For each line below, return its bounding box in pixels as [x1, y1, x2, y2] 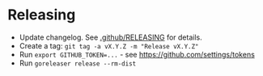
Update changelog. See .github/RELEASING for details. [19, 32, 203, 42]
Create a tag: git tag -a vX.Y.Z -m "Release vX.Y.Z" [19, 40, 199, 50]
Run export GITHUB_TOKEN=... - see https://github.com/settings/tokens [19, 49, 256, 59]
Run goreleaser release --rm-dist [19, 58, 137, 68]
